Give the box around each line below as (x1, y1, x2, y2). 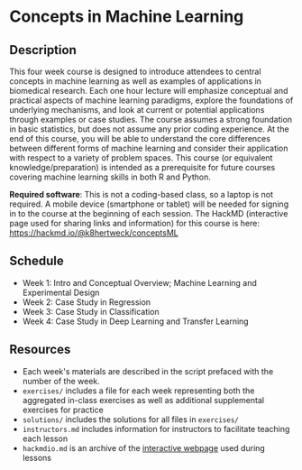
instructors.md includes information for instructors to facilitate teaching (22, 423, 290, 434)
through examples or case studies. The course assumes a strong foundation (9, 115, 293, 124)
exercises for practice (22, 404, 104, 415)
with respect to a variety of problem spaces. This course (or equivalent (9, 152, 273, 163)
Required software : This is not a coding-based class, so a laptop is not (9, 189, 273, 199)
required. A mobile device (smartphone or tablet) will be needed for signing (9, 198, 289, 209)
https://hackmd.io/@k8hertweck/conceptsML (9, 227, 178, 238)
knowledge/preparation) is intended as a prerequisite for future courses (9, 162, 276, 172)
